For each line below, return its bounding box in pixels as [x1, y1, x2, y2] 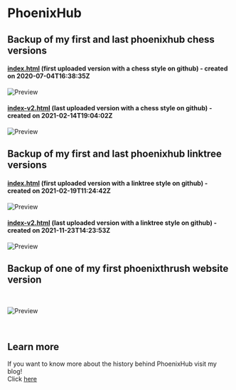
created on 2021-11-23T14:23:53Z [7, 226, 111, 235]
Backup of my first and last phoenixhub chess [7, 33, 215, 46]
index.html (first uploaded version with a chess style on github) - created [7, 64, 228, 73]
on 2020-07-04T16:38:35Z [7, 72, 90, 80]
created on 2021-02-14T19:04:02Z [7, 112, 113, 120]
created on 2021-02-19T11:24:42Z [7, 186, 112, 195]
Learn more [7, 340, 60, 353]
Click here [7, 375, 38, 384]
